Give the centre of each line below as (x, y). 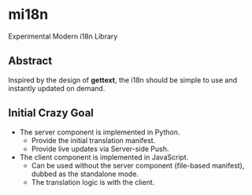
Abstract (30, 61)
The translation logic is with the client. (93, 182)
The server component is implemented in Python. (100, 132)
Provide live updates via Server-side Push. (100, 149)
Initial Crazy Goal (51, 113)
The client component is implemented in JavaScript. (104, 157)
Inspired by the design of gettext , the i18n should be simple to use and (123, 79)
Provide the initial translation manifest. (93, 140)
